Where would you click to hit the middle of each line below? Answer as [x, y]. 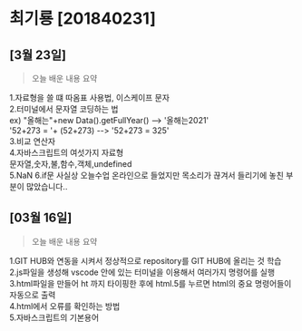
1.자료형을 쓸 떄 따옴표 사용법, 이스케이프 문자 [90, 97]
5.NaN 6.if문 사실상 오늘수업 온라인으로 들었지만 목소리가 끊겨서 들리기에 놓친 [146, 175]
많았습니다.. [47, 186]
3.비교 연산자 [33, 141]
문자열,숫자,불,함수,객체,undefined [71, 164]
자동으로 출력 [33, 295]
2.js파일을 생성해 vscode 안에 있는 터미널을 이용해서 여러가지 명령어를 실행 [142, 272]
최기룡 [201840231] [83, 19]
